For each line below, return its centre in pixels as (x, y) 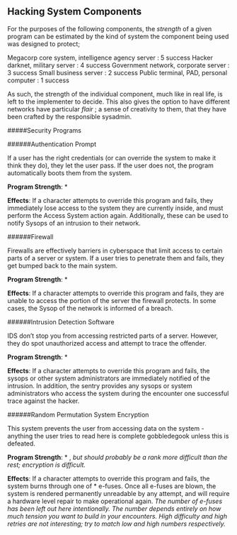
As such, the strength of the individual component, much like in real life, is (115, 94)
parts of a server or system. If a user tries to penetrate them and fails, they (116, 258)
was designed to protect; (44, 44)
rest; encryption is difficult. (47, 465)
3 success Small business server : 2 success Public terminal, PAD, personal (117, 72)
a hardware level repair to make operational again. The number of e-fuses (115, 501)
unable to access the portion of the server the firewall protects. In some (112, 300)
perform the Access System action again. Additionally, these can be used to (118, 215)
